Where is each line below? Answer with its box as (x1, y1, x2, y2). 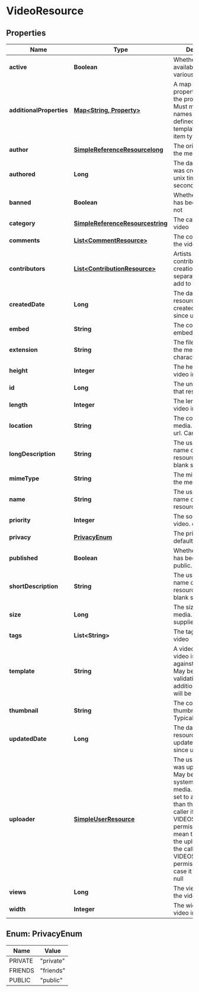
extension (9, 346, 38, 353)
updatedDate (9, 735, 47, 743)
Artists (173, 250, 192, 258)
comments (9, 236, 40, 245)
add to (173, 280, 191, 287)
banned (9, 198, 31, 206)
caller (173, 808, 190, 816)
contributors (9, 265, 46, 273)
